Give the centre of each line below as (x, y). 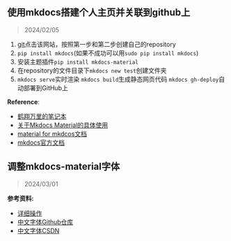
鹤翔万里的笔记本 (42, 116)
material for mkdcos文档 (52, 133)
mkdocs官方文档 (41, 143)
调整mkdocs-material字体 (64, 167)
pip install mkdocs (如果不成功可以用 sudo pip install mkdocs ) (108, 53)
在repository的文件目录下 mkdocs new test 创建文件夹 (92, 70)
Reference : (24, 102)
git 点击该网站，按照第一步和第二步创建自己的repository (96, 44)
